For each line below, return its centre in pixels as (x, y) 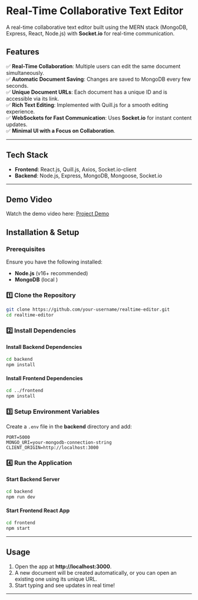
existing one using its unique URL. (56, 579)
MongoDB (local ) (36, 280)
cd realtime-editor (30, 315)
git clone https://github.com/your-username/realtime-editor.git (88, 310)
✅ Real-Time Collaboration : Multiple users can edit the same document (93, 66)
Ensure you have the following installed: (55, 262)
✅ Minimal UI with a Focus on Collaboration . (61, 130)
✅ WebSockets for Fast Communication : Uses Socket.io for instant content (99, 118)
